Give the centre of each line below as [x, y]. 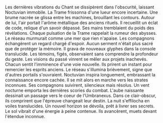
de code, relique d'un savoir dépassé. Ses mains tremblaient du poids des [80, 28]
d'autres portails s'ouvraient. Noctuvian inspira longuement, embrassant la [80, 75]
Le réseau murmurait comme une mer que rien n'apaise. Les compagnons [80, 38]
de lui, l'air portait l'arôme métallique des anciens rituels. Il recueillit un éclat [81, 23]
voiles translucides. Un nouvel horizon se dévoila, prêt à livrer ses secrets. [80, 106]
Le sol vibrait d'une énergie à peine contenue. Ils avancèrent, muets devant [81, 111]
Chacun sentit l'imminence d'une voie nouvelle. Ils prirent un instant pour [79, 64]
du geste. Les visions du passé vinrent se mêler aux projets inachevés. [76, 59]
